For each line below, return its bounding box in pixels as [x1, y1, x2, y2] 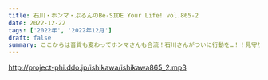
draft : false [8, 33, 52, 42]
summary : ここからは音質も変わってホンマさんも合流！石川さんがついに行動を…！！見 [8, 41, 252, 49]
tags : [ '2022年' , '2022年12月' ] [8, 26, 112, 34]
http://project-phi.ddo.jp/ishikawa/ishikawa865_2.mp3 [8, 63, 187, 72]
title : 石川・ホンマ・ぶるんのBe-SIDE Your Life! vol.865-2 [8, 11, 199, 20]
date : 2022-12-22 [8, 19, 66, 27]
